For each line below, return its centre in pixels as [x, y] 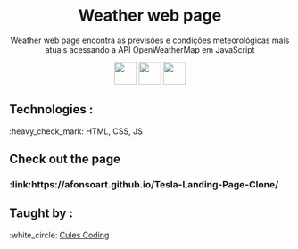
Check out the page [65, 159]
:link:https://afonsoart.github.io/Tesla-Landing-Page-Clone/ [144, 185]
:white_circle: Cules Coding [59, 235]
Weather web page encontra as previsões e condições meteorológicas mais [150, 40]
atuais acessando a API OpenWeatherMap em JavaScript [150, 49]
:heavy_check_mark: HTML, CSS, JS [76, 131]
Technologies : [51, 109]
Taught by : [41, 214]
